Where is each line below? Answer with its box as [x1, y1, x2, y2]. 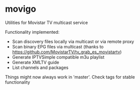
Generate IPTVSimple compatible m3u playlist [12, 54, 105, 60]
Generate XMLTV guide [12, 59, 60, 65]
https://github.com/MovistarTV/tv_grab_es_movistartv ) [12, 49, 122, 55]
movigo [5, 3, 37, 15]
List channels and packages [12, 65, 69, 70]
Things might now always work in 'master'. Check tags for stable [5, 74, 135, 80]
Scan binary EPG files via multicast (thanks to [12, 44, 104, 49]
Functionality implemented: [5, 29, 60, 35]
